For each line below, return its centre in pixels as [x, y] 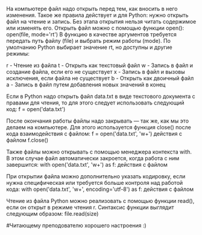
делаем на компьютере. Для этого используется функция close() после [99, 127]
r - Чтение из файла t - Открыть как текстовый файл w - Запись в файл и [100, 65]
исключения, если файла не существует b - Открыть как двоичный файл [100, 78]
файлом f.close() [27, 140]
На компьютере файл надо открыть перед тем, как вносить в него [92, 9]
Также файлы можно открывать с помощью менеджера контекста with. [99, 152]
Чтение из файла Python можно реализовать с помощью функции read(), [100, 201]
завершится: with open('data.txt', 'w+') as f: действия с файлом [87, 165]
